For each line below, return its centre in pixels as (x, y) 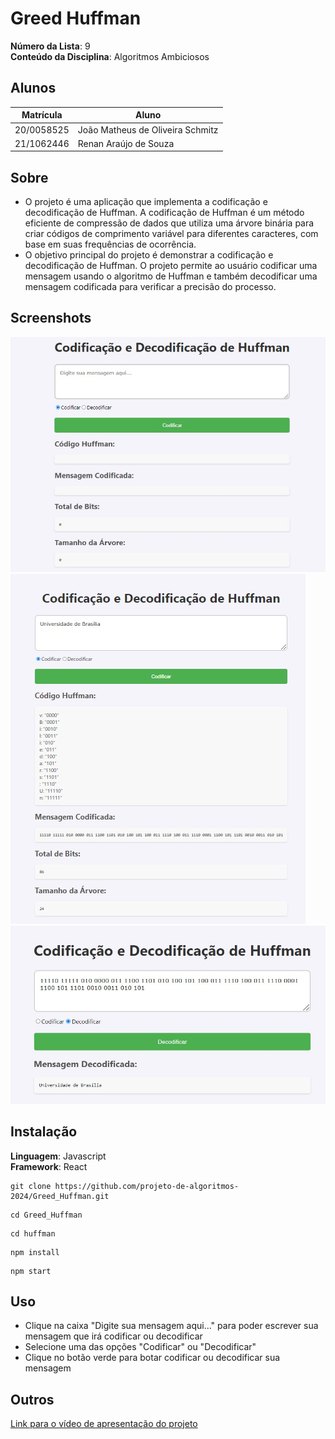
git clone (31, 1186)
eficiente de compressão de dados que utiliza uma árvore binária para (169, 223)
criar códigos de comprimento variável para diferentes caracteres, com (171, 234)
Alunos (33, 88)
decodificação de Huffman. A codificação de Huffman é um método (164, 213)
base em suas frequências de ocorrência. (110, 244)
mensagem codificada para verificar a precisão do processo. (150, 287)
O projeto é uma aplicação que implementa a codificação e (146, 202)
